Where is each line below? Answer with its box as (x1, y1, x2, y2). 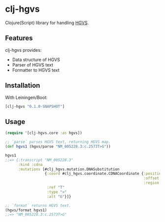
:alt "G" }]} (47, 194, 71, 199)
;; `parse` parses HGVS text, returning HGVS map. (5, 139, 111, 145)
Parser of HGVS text (12, 62, 54, 67)
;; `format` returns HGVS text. (5, 203, 71, 208)
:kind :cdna (18, 162, 43, 167)
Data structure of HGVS (12, 57, 60, 63)
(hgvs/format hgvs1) (5, 208, 48, 213)
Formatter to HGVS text (12, 67, 60, 73)
